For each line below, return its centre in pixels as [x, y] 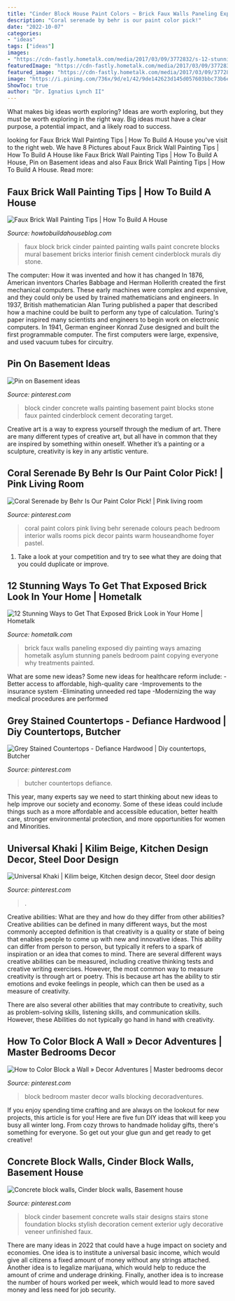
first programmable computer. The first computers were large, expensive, [113, 334]
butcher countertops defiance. [69, 783]
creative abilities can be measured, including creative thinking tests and [111, 961]
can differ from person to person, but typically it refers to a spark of [105, 946]
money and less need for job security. [62, 1289]
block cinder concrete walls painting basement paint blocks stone [119, 408]
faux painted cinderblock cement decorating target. [99, 415]
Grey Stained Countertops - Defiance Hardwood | [117, 721]
